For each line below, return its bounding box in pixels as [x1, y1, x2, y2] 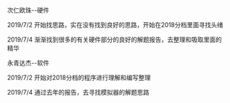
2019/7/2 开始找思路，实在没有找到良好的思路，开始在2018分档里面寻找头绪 [7, 21, 223, 29]
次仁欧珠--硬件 [7, 6, 50, 14]
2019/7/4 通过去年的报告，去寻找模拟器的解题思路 [7, 88, 150, 96]
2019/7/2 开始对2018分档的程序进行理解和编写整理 [7, 73, 151, 82]
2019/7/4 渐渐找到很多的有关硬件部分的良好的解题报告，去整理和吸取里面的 [7, 35, 222, 44]
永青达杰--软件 [7, 59, 50, 67]
